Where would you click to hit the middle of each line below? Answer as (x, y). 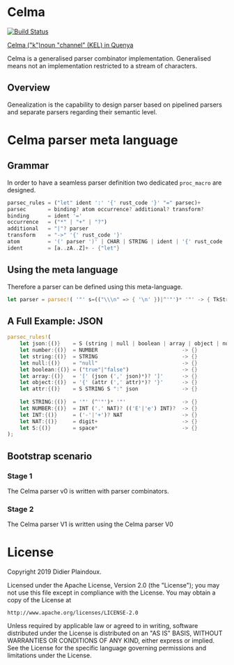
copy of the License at (39, 600)
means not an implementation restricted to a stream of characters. (102, 66)
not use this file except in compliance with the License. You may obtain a (111, 593)
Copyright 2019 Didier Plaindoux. (55, 572)
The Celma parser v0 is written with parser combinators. (88, 491)
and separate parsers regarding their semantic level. (82, 112)
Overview (29, 88)
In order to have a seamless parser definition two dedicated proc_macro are (115, 183)
